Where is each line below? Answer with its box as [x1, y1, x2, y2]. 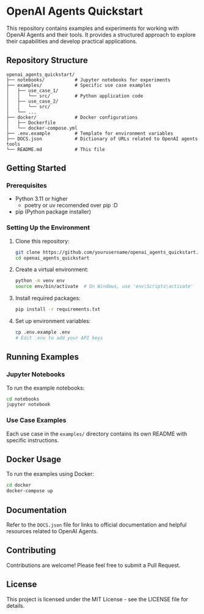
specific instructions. [6, 436, 59, 444]
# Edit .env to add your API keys [15, 335, 103, 341]
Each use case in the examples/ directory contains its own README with [6, 430, 188, 437]
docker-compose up [6, 488, 53, 494]
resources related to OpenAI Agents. [6, 527, 98, 534]
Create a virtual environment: [15, 266, 89, 273]
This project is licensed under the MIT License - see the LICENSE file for [6, 595, 188, 603]
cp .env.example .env [15, 329, 70, 336]
